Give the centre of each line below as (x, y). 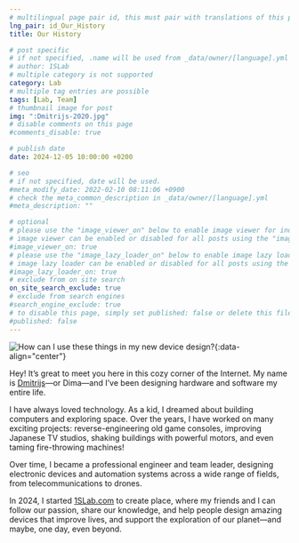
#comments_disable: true (55, 133)
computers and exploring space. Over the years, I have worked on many (141, 419)
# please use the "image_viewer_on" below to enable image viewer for (143, 231)
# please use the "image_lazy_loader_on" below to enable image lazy (141, 255)
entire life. (28, 392)
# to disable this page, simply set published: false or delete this (141, 313)
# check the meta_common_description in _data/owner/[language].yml (139, 198)
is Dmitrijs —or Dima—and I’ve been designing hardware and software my (143, 382)
